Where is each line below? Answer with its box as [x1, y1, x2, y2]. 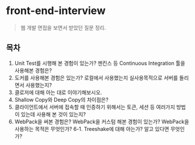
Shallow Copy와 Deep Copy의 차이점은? [14, 96, 109, 103]
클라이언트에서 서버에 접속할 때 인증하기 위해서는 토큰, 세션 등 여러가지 [14, 103, 175, 111]
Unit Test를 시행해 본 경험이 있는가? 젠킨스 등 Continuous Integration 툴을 [14, 60, 186, 67]
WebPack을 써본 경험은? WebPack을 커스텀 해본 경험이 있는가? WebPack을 [14, 118, 190, 125]
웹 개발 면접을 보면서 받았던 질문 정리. [20, 24, 106, 31]
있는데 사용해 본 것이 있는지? [20, 111, 86, 118]
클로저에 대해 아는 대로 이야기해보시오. [14, 89, 102, 96]
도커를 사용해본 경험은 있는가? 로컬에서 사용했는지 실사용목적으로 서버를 [14, 74, 178, 81]
